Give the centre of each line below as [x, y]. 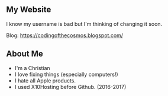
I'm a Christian [32, 68]
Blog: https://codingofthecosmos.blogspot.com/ [64, 35]
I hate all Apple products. [45, 80]
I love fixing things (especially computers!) [66, 74]
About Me [25, 54]
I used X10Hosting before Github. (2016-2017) [70, 87]
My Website [29, 10]
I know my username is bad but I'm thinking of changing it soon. [84, 24]
